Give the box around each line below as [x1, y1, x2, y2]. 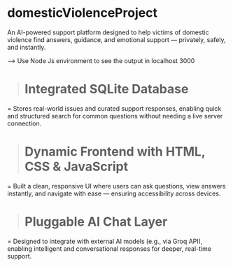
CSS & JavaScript [24, 159, 128, 174]
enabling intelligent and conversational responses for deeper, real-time [7, 244, 212, 253]
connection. [7, 119, 42, 128]
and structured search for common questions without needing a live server [7, 111, 223, 120]
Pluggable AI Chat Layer [24, 214, 168, 229]
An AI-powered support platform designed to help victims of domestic [7, 28, 209, 36]
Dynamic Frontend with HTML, [24, 144, 206, 160]
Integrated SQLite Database [24, 81, 189, 97]
